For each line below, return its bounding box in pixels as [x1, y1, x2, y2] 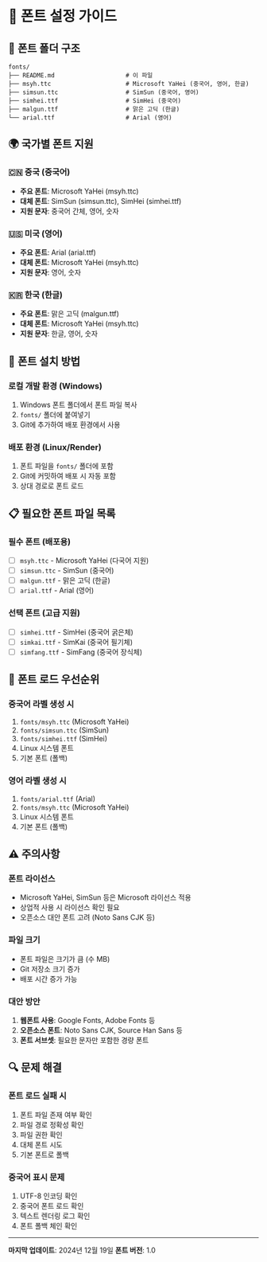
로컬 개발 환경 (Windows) [8, 380, 103, 391]
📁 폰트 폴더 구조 [8, 41, 81, 55]
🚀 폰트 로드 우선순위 [8, 673, 100, 686]
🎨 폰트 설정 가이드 [8, 7, 118, 25]
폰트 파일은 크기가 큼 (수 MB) [19, 954, 110, 963]
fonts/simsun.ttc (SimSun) [19, 725, 110, 735]
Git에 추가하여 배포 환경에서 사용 [19, 420, 121, 429]
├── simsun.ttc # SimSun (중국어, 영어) [8, 88, 200, 96]
